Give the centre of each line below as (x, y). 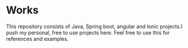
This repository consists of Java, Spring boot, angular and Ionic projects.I (94, 26)
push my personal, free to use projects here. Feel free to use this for (88, 32)
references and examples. (37, 39)
